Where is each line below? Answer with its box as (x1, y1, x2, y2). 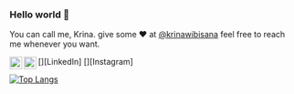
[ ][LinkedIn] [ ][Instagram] (37, 57, 134, 68)
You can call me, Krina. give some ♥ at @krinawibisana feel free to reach (9, 29, 286, 40)
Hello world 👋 (9, 8, 70, 21)
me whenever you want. (9, 38, 100, 49)
